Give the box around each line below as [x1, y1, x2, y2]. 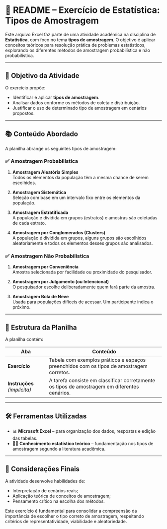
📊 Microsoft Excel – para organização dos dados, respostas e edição [12, 428, 156, 434]
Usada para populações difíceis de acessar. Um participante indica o [12, 299, 154, 305]
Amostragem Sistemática [12, 189, 66, 195]
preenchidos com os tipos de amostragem [49, 362, 148, 369]
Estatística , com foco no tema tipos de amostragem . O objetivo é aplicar [5, 37, 156, 43]
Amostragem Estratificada [12, 209, 69, 215]
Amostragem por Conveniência [12, 264, 79, 270]
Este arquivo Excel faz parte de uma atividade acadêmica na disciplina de [5, 31, 156, 37]
